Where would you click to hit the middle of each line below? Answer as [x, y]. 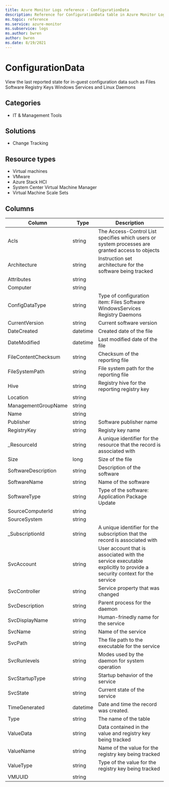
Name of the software [124, 482]
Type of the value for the [127, 762]
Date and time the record [127, 704]
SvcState [18, 693]
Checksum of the [118, 354]
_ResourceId [23, 445]
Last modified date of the [128, 339]
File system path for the [126, 368]
